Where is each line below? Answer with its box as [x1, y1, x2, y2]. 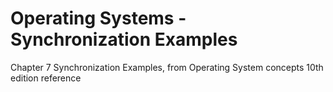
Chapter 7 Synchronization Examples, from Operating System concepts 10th [10, 61, 324, 73]
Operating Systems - [10, 7, 187, 30]
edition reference [10, 72, 82, 84]
